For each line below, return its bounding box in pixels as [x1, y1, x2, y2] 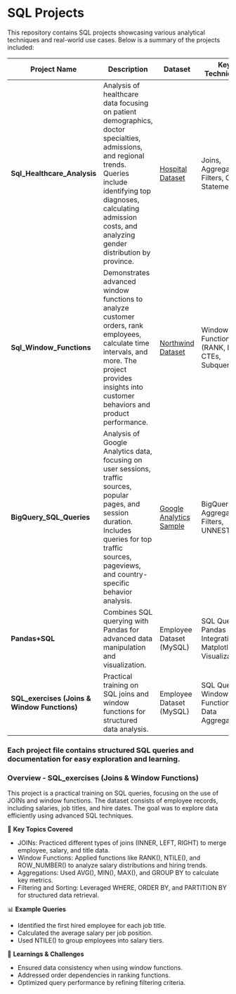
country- [117, 569, 148, 579]
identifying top [103, 186, 151, 196]
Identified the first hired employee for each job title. [17, 922, 166, 930]
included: [7, 43, 34, 51]
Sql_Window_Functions [11, 343, 91, 352]
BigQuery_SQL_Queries [11, 512, 90, 522]
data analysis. [103, 724, 149, 734]
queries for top [103, 534, 152, 544]
